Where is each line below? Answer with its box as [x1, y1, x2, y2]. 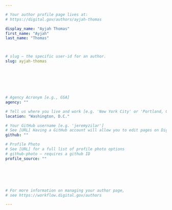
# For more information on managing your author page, [5, 188, 125, 193]
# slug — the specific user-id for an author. [5, 54, 106, 59]
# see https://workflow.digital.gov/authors [5, 193, 102, 198]
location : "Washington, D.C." [5, 113, 70, 119]
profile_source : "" [5, 156, 47, 161]
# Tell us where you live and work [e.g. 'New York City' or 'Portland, [5, 109, 164, 114]
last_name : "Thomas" [5, 35, 50, 41]
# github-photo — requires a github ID [5, 151, 91, 157]
